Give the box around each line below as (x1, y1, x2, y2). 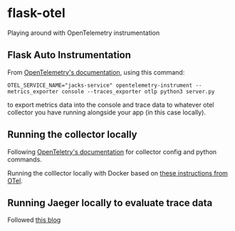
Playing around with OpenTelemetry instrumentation (7, 28, 160, 37)
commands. (7, 155, 43, 163)
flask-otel (7, 5, 66, 21)
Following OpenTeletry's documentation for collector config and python (7, 147, 217, 156)
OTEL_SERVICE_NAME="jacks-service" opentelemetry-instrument (7, 82, 193, 89)
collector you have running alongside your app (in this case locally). (7, 108, 207, 117)
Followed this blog (7, 215, 61, 225)
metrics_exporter (7, 87, 59, 95)
